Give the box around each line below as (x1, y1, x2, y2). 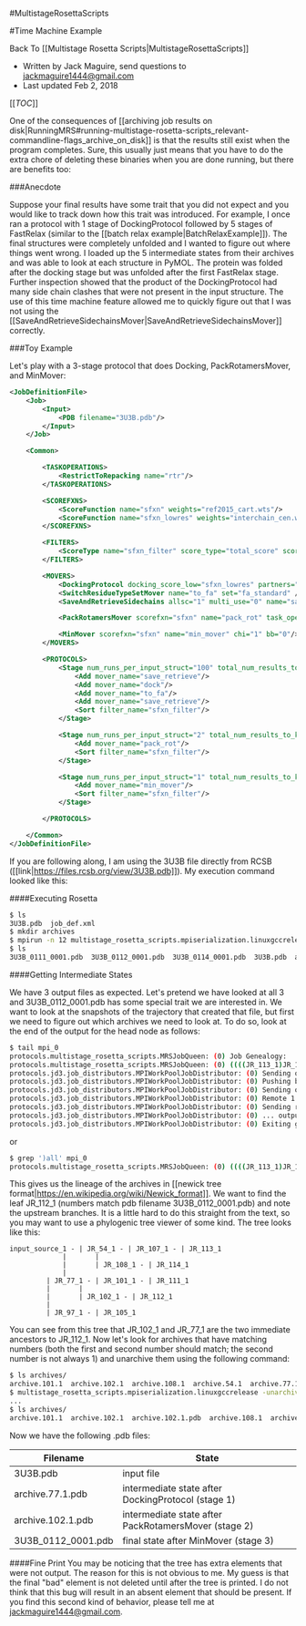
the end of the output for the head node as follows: (9, 1025, 200, 1036)
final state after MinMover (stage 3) (122, 1534, 275, 1547)
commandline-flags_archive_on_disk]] (9, 135, 152, 145)
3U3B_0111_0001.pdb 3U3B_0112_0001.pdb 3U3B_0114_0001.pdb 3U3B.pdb (9, 952, 287, 962)
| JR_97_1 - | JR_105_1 (46, 1308, 137, 1318)
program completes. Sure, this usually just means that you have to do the (9, 145, 284, 155)
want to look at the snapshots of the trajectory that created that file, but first (9, 1006, 294, 1017)
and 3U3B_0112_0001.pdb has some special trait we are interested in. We (9, 996, 282, 1007)
